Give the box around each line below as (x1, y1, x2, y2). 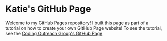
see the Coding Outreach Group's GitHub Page (5, 30, 103, 36)
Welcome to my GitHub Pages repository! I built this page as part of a (5, 20, 149, 26)
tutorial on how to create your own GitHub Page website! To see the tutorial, (5, 25, 162, 31)
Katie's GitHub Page (5, 3, 91, 15)
